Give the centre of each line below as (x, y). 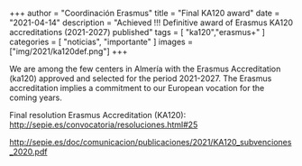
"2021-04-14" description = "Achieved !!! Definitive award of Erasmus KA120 (151, 23)
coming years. (36, 97)
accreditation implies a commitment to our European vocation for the (137, 88)
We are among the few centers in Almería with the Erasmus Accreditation (145, 69)
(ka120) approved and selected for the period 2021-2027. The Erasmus (141, 78)
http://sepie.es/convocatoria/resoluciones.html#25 (104, 124)
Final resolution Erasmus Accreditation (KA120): (98, 115)
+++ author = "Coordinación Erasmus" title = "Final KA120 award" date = (145, 13)
